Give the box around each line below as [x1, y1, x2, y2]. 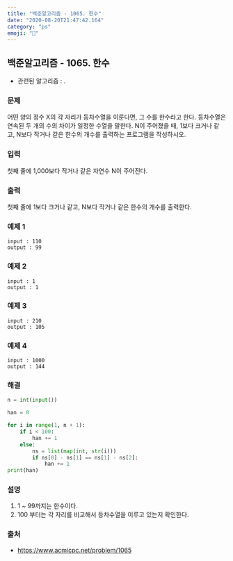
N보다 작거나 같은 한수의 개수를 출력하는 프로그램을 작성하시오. [16, 130, 186, 139]
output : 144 [7, 363, 45, 371]
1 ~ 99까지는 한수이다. [17, 502, 79, 510]
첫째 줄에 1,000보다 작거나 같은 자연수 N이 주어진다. [7, 166, 148, 174]
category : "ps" [7, 23, 51, 30]
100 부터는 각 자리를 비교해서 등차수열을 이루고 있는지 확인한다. [17, 510, 189, 519]
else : [19, 441, 36, 448]
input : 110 [7, 238, 42, 245]
